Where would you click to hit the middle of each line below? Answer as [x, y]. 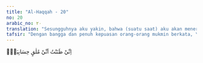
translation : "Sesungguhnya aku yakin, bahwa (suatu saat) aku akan [94, 29]
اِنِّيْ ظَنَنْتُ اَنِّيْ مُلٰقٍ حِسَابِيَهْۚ [39, 51]
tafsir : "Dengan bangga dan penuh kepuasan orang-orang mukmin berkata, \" [104, 35]
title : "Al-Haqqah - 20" [37, 12]
